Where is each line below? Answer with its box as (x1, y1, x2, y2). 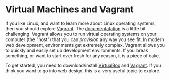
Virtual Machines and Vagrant (5, 4, 134, 15)
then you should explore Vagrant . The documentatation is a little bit (5, 25, 146, 31)
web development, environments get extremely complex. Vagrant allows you (5, 42, 165, 48)
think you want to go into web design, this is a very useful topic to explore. (5, 67, 161, 74)
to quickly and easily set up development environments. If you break (5, 47, 148, 53)
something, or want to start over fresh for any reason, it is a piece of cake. (5, 52, 160, 59)
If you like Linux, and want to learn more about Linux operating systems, (5, 20, 156, 26)
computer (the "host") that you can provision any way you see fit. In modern (5, 36, 164, 43)
